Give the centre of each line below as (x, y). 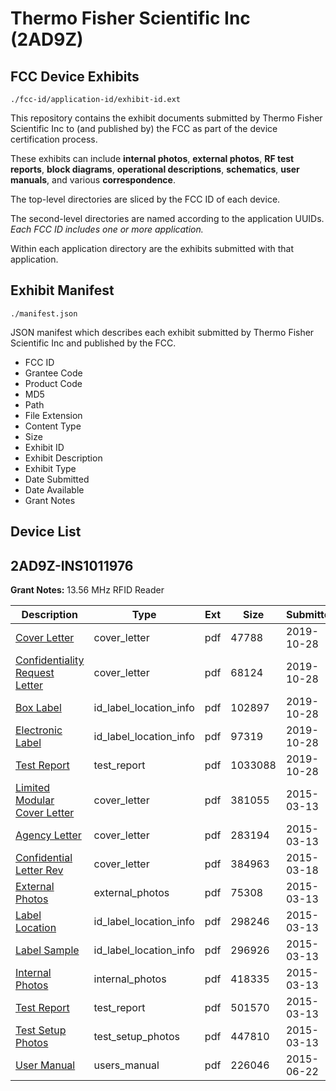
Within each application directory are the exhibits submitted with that (152, 248)
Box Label (38, 708)
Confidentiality (50, 660)
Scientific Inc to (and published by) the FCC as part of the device (144, 128)
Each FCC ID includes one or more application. (107, 229)
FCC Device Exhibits (75, 76)
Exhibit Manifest (62, 290)
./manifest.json (44, 313)
